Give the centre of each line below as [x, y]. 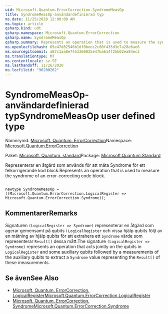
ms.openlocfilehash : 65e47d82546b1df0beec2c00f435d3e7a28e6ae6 [72, 47]
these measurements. [27, 262]
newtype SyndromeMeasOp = [32, 189]
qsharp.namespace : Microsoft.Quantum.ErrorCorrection [62, 33]
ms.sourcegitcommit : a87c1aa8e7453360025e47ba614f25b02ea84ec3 [72, 51]
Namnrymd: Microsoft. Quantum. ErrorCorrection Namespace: [69, 140]
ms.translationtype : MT [30, 56]
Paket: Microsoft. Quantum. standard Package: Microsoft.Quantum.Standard [83, 155]
